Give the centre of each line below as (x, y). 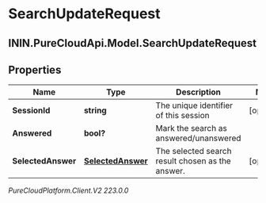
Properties (35, 69)
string (95, 110)
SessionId (31, 110)
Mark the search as (191, 128)
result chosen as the (193, 161)
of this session (182, 116)
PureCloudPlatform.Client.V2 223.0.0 (68, 190)
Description (198, 92)
